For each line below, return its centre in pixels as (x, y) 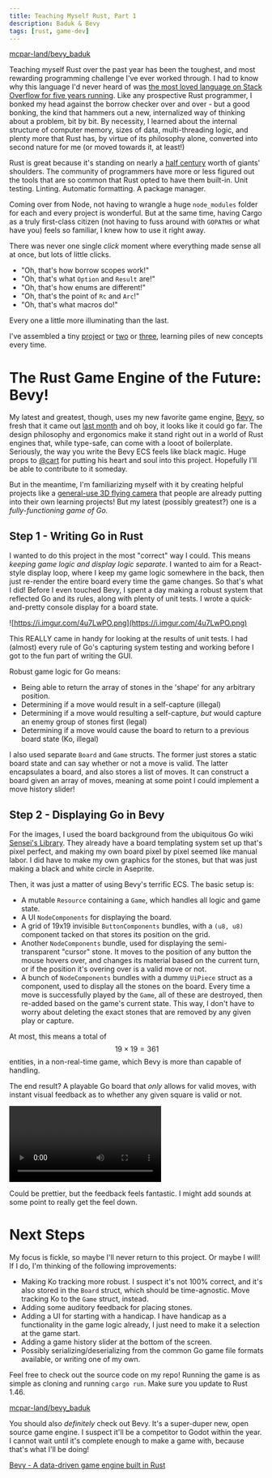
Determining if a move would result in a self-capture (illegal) (121, 705)
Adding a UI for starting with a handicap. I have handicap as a (123, 1316)
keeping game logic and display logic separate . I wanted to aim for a (123, 564)
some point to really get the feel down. (74, 1202)
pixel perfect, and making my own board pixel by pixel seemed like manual (133, 851)
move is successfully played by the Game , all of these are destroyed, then (141, 995)
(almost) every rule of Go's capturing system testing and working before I (132, 647)
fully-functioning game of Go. (59, 511)
